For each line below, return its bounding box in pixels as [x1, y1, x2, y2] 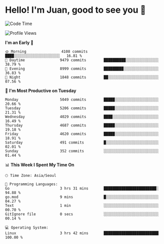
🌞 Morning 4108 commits [5, 49, 88, 54]
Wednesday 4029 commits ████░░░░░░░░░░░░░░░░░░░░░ [5, 114, 159, 119]
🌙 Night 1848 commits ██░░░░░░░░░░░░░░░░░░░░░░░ [5, 74, 159, 80]
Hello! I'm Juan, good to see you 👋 [5, 4, 146, 16]
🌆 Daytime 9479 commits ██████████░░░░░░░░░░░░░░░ [5, 57, 159, 63]
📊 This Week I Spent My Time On [5, 162, 74, 168]
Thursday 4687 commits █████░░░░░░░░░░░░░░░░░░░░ [5, 122, 159, 128]
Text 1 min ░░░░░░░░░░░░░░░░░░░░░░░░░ [5, 203, 159, 208]
